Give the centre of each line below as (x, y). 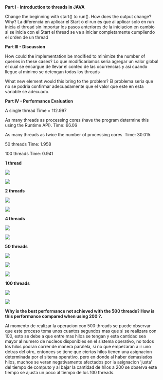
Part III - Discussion (25, 47)
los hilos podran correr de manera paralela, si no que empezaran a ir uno (78, 347)
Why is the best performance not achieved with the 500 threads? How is (80, 311)
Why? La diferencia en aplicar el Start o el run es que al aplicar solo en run (80, 22)
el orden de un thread (27, 37)
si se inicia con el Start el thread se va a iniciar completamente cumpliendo (80, 32)
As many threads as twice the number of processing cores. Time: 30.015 (78, 135)
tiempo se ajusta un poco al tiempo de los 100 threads (59, 372)
